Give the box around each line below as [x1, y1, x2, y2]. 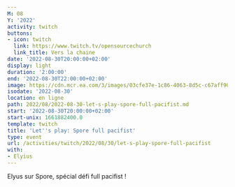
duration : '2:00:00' [7, 68, 68, 75]
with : [7, 147, 23, 154]
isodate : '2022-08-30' [7, 88, 73, 95]
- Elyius [7, 153, 33, 160]
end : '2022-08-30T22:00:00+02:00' [7, 75, 108, 82]
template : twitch [7, 120, 58, 128]
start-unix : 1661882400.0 [7, 114, 83, 121]
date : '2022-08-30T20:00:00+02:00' [7, 56, 111, 63]
